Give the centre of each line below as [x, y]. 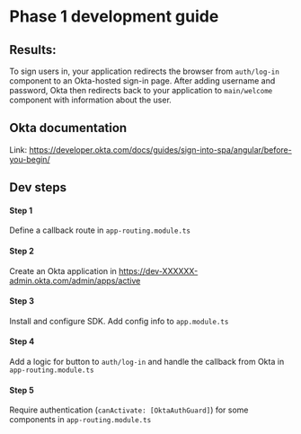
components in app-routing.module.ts [80, 420]
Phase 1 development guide [114, 17]
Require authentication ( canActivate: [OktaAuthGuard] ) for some [129, 410]
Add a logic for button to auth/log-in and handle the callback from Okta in [147, 362]
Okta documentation [68, 128]
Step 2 [22, 251]
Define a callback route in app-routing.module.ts [100, 230]
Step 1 [21, 210]
